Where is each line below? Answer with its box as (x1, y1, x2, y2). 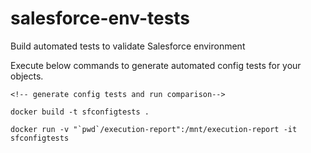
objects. (10, 70, 44, 82)
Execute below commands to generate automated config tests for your (10, 59, 302, 71)
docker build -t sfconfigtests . (10, 107, 150, 117)
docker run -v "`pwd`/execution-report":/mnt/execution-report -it (10, 124, 298, 134)
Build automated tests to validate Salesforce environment (10, 40, 246, 52)
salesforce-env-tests (10, 7, 191, 30)
